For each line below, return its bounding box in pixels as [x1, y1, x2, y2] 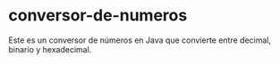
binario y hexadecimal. [8, 44, 92, 54]
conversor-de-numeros [8, 5, 188, 26]
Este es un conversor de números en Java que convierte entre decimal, [8, 35, 272, 45]
